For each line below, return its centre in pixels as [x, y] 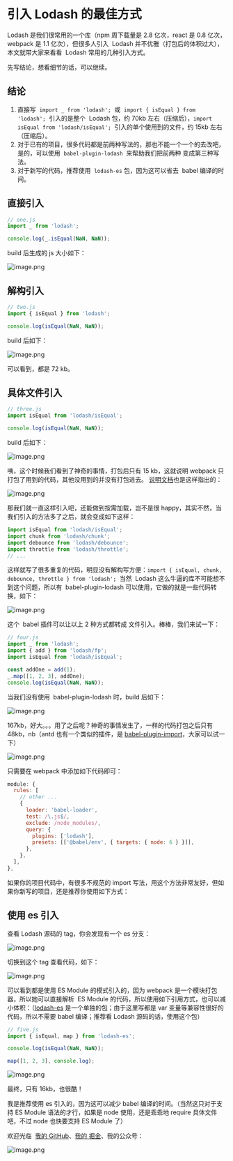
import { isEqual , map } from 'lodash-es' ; [71, 1036]
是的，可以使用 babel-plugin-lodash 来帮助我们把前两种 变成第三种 [115, 153]
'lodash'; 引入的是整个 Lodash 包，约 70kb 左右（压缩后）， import [114, 118]
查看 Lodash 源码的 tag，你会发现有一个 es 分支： [79, 933]
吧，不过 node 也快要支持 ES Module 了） [67, 1121]
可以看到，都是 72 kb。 [41, 369]
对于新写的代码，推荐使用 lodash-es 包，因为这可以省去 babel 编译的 [118, 170]
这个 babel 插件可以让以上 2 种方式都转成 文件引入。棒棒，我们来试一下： [114, 624]
